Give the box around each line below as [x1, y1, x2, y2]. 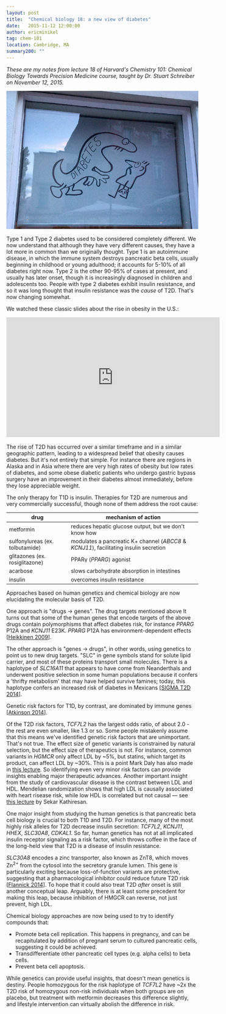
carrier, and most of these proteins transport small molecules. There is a [6, 658, 188, 665]
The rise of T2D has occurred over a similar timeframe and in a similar [6, 443, 182, 450]
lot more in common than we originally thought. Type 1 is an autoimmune [6, 248, 189, 255]
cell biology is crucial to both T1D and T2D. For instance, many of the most [6, 816, 193, 823]
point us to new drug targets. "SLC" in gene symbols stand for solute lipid [6, 652, 191, 659]
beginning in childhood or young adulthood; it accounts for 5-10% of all [6, 260, 186, 268]
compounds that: [6, 918, 49, 926]
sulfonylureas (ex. [9, 537, 54, 545]
